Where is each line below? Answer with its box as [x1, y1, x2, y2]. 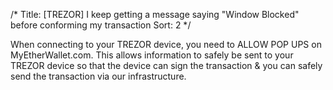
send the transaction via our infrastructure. [10, 70, 187, 82]
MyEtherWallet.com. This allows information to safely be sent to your [10, 49, 294, 61]
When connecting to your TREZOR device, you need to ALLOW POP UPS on [10, 39, 322, 50]
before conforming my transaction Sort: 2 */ [10, 19, 192, 31]
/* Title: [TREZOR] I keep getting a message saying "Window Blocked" [10, 9, 300, 20]
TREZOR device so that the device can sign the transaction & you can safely [10, 60, 323, 71]
